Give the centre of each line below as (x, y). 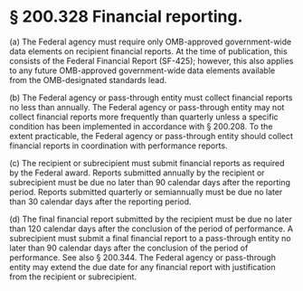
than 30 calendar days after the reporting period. (100, 202)
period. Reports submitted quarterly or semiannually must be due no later (146, 192)
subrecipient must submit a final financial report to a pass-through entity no (150, 238)
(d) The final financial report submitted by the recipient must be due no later (151, 219)
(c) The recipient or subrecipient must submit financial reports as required (147, 163)
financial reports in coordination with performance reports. (118, 145)
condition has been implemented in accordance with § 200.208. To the (141, 126)
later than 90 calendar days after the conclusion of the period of (129, 248)
